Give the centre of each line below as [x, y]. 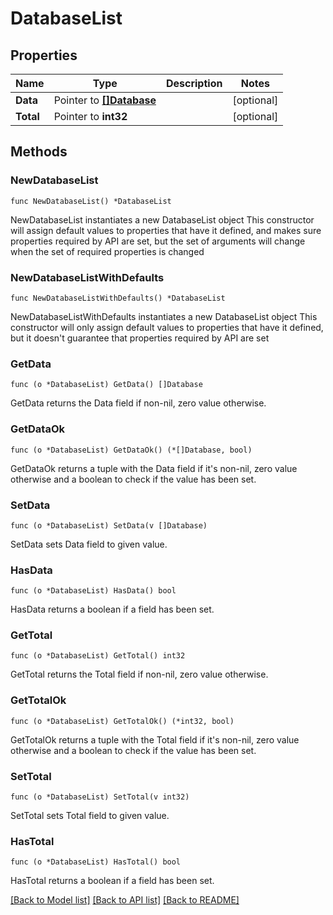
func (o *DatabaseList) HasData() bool [93, 591]
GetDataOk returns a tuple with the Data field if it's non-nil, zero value [154, 468]
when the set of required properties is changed [107, 251]
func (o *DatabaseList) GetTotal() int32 [98, 656]
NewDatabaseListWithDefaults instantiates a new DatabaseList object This [164, 316]
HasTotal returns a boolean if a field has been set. [112, 881]
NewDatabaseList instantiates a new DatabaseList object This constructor [162, 219]
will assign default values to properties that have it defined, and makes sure [166, 230]
